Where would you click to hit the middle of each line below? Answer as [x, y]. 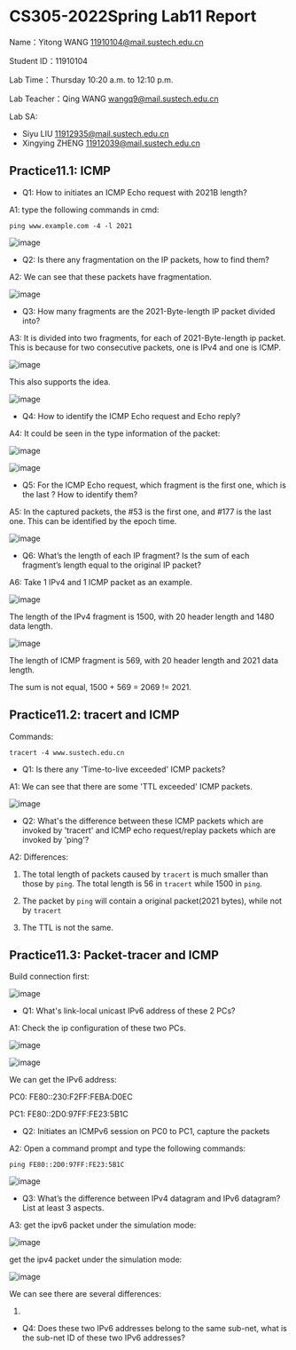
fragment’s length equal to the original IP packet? [112, 565]
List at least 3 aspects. [63, 1208]
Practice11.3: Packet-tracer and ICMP [114, 955]
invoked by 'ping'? [55, 839]
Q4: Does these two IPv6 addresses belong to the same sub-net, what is [155, 1329]
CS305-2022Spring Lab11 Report [133, 16]
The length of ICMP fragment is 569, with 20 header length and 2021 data [144, 660]
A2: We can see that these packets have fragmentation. [111, 276]
